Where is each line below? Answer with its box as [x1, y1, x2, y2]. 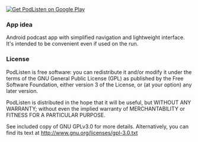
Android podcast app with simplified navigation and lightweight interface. [6, 34, 185, 41]
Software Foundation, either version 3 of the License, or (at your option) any [6, 81, 192, 88]
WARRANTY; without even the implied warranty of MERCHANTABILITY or [6, 105, 186, 112]
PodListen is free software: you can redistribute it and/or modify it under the [6, 68, 192, 76]
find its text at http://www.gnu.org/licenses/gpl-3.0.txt [6, 129, 138, 136]
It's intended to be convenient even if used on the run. [6, 40, 139, 47]
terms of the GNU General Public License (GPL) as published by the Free [6, 75, 184, 82]
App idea [6, 20, 33, 28]
